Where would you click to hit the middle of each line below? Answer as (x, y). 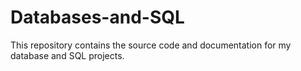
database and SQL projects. (67, 55)
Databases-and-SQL (97, 17)
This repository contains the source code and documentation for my (151, 45)
